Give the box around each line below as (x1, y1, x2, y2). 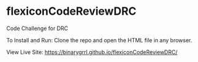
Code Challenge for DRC (6, 25, 68, 32)
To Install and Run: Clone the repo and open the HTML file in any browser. (6, 36, 193, 44)
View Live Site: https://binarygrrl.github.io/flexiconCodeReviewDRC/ (6, 48, 178, 56)
